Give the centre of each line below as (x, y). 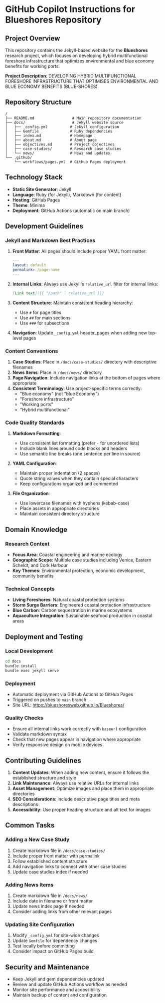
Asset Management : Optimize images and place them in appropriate (83, 788)
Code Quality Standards (35, 422)
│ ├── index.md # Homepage (49, 135)
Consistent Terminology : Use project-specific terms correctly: (77, 388)
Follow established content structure (50, 861)
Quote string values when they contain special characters (79, 478)
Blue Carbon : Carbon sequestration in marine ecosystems (72, 610)
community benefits (33, 575)
